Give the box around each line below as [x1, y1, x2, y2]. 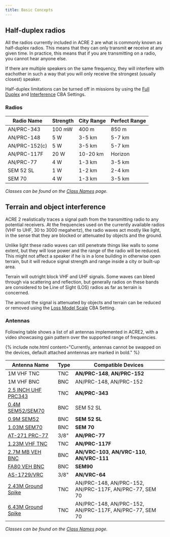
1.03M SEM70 [8, 424, 43, 431]
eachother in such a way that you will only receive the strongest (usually [5, 71, 156, 77]
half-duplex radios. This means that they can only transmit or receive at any [5, 45, 163, 51]
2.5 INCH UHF [8, 386, 42, 393]
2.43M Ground [8, 482, 43, 489]
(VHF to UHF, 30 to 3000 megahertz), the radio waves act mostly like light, [5, 227, 161, 233]
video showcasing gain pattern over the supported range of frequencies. [5, 334, 157, 340]
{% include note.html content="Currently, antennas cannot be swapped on [5, 344, 161, 350]
